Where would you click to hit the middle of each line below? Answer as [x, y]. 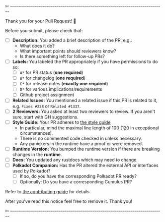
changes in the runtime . [37, 154]
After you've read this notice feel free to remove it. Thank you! [69, 201]
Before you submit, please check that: [44, 30]
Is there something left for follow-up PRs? [62, 56]
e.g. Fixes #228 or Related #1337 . [46, 106]
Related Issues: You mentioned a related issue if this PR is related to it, [85, 101]
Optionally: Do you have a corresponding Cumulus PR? [76, 181]
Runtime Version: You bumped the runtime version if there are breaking [86, 149]
